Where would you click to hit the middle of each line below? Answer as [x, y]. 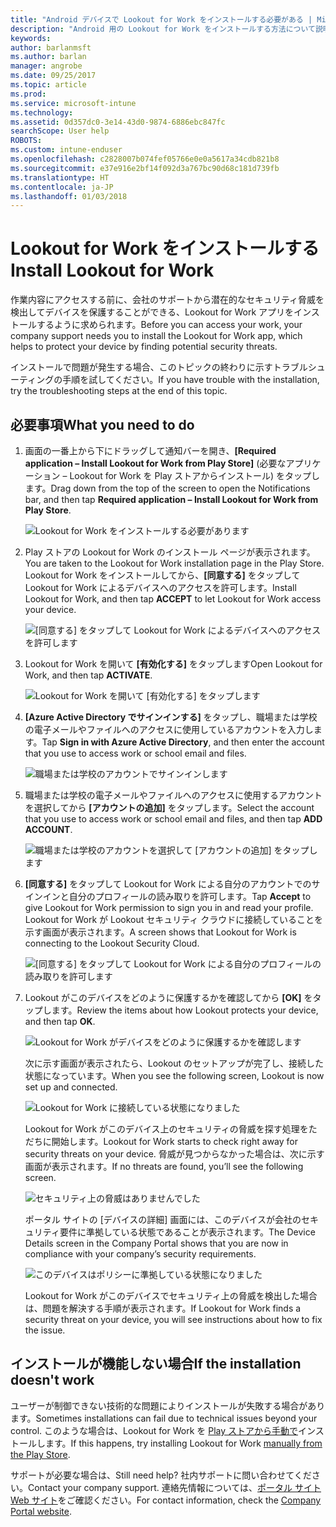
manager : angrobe [46, 66]
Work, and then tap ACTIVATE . [88, 675]
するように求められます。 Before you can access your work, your [169, 325]
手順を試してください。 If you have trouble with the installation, [191, 380]
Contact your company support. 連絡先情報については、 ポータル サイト [175, 1487]
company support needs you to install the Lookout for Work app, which [156, 336]
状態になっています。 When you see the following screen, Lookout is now [174, 1075]
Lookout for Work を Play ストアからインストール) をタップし [195, 475]
